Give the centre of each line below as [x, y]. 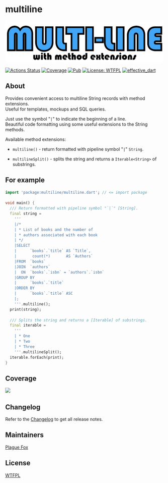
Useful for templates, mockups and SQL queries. [56, 109]
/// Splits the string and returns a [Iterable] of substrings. [78, 320]
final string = [26, 214]
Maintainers [25, 435]
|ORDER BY [25, 288]
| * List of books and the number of [54, 230]
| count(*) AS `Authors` [54, 256]
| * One [22, 336]
